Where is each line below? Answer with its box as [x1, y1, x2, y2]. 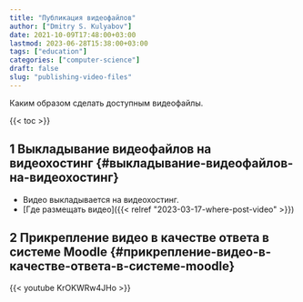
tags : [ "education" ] [9, 47, 88, 56]
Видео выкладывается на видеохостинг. [22, 194, 179, 205]
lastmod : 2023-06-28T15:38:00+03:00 [9, 38, 148, 48]
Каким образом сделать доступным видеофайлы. [9, 97, 204, 108]
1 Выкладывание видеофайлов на [9, 142, 212, 157]
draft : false [9, 65, 59, 74]
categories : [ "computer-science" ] [9, 55, 141, 65]
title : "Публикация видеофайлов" [9, 13, 136, 23]
